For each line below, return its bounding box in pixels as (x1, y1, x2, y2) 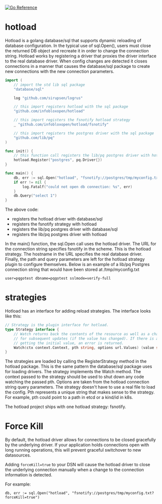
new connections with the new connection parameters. (5, 68, 114, 74)
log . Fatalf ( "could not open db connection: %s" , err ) (22, 184, 133, 189)
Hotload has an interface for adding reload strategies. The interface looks (5, 308, 151, 314)
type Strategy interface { (5, 327, 59, 332)
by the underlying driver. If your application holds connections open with (5, 442, 149, 448)
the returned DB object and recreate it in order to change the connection (5, 47, 149, 53)
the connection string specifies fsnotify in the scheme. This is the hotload (5, 246, 151, 252)
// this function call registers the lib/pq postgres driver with (13, 153, 150, 158)
